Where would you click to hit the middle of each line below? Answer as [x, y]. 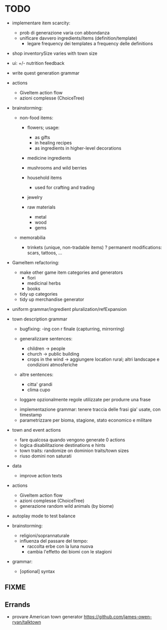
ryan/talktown [27, 622]
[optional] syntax [37, 571]
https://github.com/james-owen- [118, 617]
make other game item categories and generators [71, 272]
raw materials [41, 207]
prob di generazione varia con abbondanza [65, 32]
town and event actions [36, 430]
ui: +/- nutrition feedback [38, 63]
